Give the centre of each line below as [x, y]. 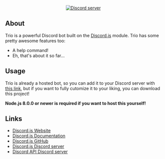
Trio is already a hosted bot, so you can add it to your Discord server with [80, 83]
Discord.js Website [31, 131]
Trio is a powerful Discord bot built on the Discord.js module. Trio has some [82, 35]
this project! [17, 94]
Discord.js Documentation [39, 136]
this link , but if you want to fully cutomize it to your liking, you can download [82, 88]
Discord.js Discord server [38, 147]
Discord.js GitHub [30, 141]
